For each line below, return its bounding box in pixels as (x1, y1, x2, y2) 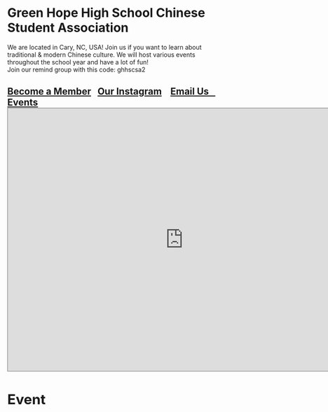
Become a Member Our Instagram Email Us (7, 85, 209, 97)
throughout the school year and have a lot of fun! (7, 57, 149, 66)
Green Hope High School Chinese (7, 5, 205, 21)
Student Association (7, 20, 129, 36)
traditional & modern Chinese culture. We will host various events (7, 50, 196, 59)
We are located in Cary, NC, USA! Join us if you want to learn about (7, 43, 202, 51)
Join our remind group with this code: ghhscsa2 (7, 65, 146, 74)
